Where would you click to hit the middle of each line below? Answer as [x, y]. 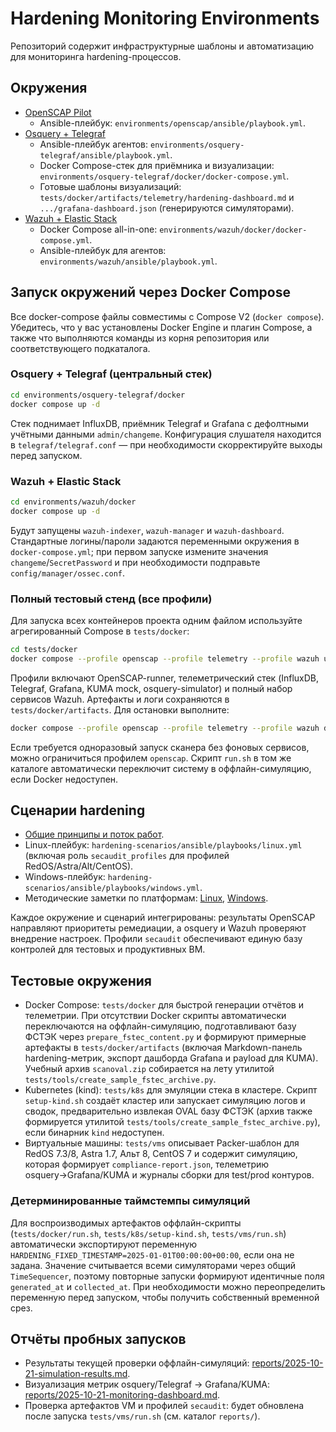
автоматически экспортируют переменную [104, 1244]
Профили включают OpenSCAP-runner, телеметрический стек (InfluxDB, [165, 678]
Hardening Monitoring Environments [165, 18]
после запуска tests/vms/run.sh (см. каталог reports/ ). [142, 1416]
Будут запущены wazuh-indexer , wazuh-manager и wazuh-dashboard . [147, 530]
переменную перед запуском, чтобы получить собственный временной [165, 1297]
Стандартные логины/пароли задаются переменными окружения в [155, 541]
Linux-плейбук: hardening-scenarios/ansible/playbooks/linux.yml [163, 845]
